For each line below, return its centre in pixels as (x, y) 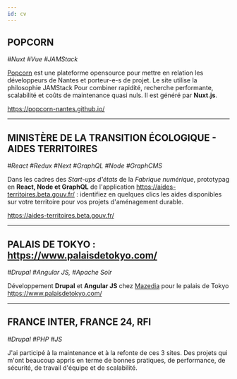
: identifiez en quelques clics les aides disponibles (149, 194)
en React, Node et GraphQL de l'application (71, 187)
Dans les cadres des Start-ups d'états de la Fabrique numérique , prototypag (119, 180)
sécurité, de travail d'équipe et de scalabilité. (72, 368)
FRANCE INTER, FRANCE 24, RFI (79, 322)
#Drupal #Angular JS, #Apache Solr (60, 273)
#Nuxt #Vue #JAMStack (43, 59)
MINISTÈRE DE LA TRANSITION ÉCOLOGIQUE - (112, 138)
